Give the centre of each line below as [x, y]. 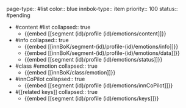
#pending [18, 15]
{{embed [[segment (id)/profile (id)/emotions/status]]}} [93, 59]
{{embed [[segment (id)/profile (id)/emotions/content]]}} [95, 34]
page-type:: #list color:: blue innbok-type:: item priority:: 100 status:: [92, 9]
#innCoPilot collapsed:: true [50, 79]
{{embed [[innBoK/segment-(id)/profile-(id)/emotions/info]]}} [101, 46]
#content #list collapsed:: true [53, 27]
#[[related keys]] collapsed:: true [56, 92]
